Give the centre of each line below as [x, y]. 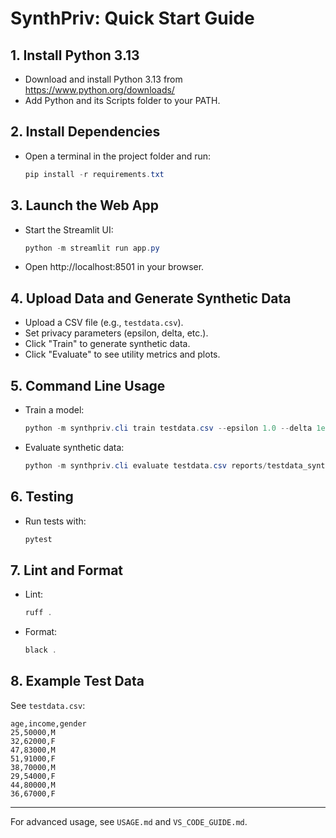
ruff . [38, 613]
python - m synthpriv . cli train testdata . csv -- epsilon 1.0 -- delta [168, 428]
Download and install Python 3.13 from [103, 79]
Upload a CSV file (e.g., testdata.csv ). [104, 323]
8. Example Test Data [77, 681]
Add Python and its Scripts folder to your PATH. [122, 100]
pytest [38, 539]
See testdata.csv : [48, 705]
